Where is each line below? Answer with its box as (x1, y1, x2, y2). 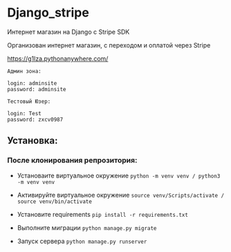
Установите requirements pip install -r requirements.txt (17, 210, 189, 218)
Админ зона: (7, 68, 41, 75)
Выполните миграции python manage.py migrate (17, 223, 157, 232)
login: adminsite (7, 79, 57, 87)
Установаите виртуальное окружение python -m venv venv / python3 (17, 171, 221, 180)
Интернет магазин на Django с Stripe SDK (7, 28, 130, 36)
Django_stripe (7, 5, 90, 21)
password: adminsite (7, 86, 67, 93)
